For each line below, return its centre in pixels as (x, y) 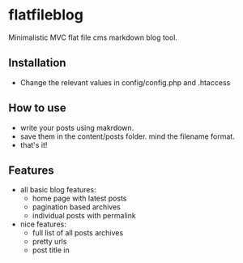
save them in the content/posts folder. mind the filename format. (127, 136)
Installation (37, 63)
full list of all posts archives (78, 233)
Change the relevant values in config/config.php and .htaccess (125, 82)
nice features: (43, 224)
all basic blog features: (58, 190)
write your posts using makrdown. (77, 127)
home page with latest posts (79, 198)
